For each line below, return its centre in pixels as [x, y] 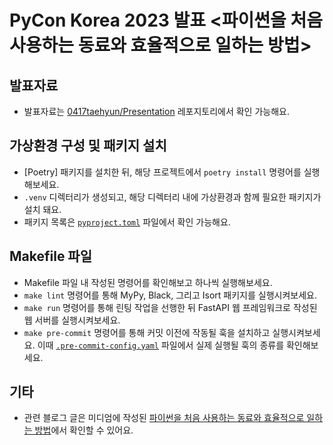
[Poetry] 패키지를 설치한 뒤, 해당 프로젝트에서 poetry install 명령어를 [162, 172]
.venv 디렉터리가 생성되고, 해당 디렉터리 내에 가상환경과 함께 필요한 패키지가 [172, 197]
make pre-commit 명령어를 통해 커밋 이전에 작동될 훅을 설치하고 [147, 332]
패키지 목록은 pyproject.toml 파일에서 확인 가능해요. [127, 222]
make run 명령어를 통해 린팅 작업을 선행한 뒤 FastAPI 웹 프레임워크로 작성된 [170, 307]
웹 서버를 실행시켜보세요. [72, 320]
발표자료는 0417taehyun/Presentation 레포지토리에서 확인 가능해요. [156, 111]
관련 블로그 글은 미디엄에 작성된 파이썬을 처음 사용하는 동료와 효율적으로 [164, 418]
